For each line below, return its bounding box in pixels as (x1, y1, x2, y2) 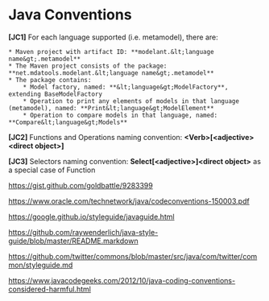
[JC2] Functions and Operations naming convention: (8, 132, 183, 142)
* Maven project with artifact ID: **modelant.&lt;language (8, 47, 215, 56)
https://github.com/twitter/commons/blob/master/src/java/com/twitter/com (8, 251, 258, 261)
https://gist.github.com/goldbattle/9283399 (8, 180, 153, 190)
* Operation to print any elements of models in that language (23, 97, 240, 105)
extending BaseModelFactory (8, 90, 103, 98)
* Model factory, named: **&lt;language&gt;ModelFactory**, (23, 83, 229, 91)
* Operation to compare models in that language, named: (23, 111, 218, 119)
